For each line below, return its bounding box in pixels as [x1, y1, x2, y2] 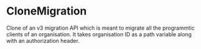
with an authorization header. [6, 37, 80, 44]
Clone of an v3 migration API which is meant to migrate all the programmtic [6, 24, 195, 31]
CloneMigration [6, 4, 87, 18]
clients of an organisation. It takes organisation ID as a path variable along [6, 30, 192, 38]
